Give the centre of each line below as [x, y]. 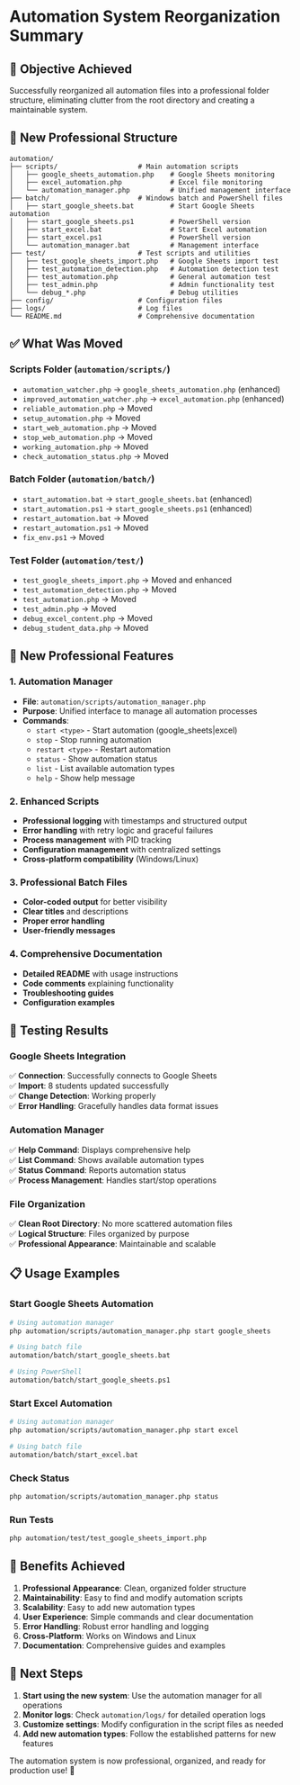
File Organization [47, 1204]
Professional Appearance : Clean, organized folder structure [134, 1588]
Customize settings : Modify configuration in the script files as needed [153, 1724]
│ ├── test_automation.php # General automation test [140, 276]
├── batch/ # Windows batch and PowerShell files [146, 198]
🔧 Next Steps [46, 1674]
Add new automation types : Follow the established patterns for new [149, 1734]
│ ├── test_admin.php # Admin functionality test [142, 284]
